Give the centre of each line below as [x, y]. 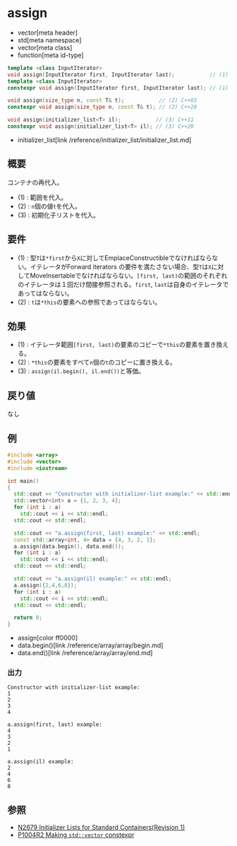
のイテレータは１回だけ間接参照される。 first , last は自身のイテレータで [123, 284]
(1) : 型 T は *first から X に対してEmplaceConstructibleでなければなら [115, 258]
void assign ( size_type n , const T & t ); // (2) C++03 [102, 100]
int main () [23, 481]
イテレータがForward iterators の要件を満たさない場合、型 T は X [121, 266]
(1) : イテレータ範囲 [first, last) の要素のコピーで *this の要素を [111, 345]
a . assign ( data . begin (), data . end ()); [69, 546]
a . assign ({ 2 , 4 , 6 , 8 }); [45, 585]
